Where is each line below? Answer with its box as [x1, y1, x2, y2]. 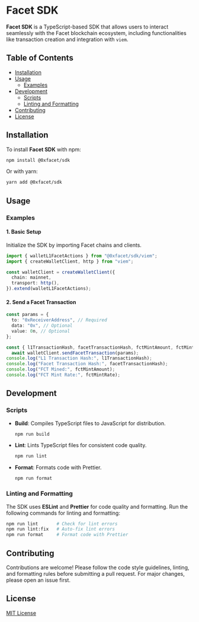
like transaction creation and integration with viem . [6, 36, 129, 43]
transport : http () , [11, 280, 60, 286]
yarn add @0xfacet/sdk [6, 179, 62, 186]
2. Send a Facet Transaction [6, 298, 76, 305]
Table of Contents [6, 53, 74, 63]
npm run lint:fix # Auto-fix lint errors [6, 526, 115, 532]
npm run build [14, 431, 50, 437]
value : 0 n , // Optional [11, 328, 70, 334]
